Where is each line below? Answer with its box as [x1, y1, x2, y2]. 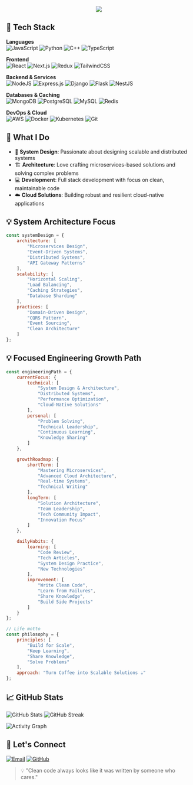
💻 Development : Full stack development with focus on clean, [14, 176, 165, 183]
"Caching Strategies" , [27, 288, 83, 294]
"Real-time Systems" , [37, 478, 91, 484]
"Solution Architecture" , [37, 500, 101, 506]
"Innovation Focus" [37, 517, 85, 523]
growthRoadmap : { [16, 456, 59, 462]
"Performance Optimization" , [37, 396, 109, 402]
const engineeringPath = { [6, 369, 72, 374]
